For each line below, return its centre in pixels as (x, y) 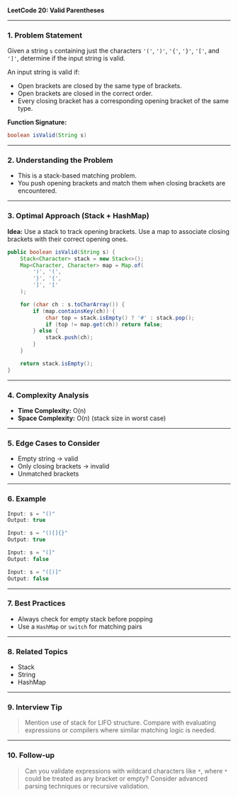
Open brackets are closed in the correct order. (85, 93)
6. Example (27, 499)
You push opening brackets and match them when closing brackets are (121, 183)
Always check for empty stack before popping (85, 619)
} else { (46, 331)
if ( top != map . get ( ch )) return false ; (104, 324)
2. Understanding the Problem (60, 161)
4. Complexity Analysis (48, 395)
